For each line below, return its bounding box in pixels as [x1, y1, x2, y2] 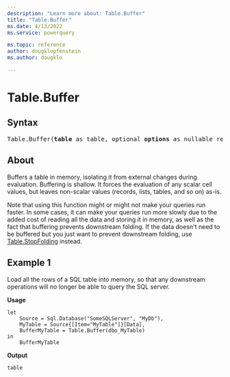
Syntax [7, 117, 38, 129]
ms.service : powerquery [7, 29, 75, 36]
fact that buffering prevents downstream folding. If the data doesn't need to [7, 222, 220, 230]
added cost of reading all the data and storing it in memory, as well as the [7, 215, 214, 223]
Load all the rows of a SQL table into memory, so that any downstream [7, 275, 205, 283]
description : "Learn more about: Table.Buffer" [7, 10, 146, 17]
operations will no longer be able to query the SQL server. [7, 282, 170, 291]
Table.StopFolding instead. [7, 237, 82, 245]
